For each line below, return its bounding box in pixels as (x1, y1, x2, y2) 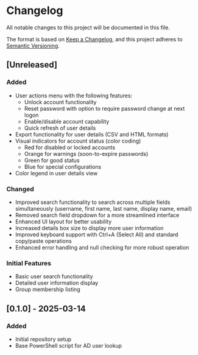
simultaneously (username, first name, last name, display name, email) (15, 205, 193, 212)
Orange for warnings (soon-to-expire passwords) (24, 150, 149, 157)
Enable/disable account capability (24, 118, 110, 125)
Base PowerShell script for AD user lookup (15, 342, 122, 349)
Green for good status (24, 156, 80, 164)
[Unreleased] (6, 60, 58, 70)
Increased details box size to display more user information (15, 224, 164, 231)
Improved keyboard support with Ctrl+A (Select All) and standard (15, 231, 179, 238)
